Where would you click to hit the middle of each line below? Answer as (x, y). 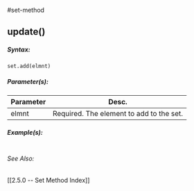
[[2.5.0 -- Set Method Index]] (48, 180)
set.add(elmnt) (29, 66)
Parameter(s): (28, 81)
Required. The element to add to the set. (118, 114)
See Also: (21, 158)
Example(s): (25, 132)
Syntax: (19, 49)
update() (26, 32)
